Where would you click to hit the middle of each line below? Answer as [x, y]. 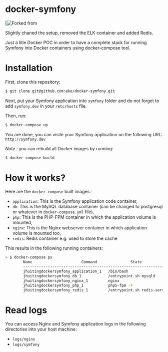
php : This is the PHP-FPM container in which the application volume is [84, 217]
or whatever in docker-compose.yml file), [53, 212]
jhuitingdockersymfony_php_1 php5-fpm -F [78, 285]
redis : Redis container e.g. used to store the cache [65, 238]
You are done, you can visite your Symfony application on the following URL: [84, 134]
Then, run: [16, 116]
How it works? [35, 178]
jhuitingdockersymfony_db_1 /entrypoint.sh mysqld [89, 276]
